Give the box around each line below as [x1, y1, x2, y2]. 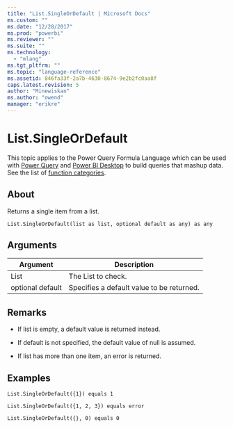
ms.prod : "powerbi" [7, 29, 64, 37]
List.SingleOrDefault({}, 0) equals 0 [7, 415, 120, 422]
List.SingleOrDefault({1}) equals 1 [7, 391, 113, 398]
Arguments [7, 239, 58, 251]
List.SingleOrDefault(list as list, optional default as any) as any [7, 220, 214, 227]
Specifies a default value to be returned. [68, 283, 200, 293]
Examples [7, 372, 51, 384]
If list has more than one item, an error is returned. [17, 352, 162, 360]
